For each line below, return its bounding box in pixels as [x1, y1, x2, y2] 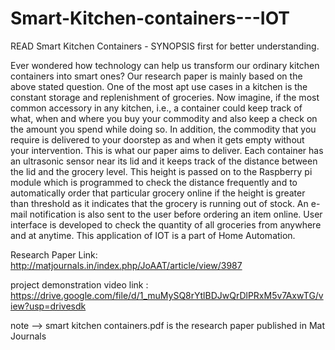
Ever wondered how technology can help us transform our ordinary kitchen [10, 59, 320, 71]
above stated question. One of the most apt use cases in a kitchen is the [10, 80, 308, 92]
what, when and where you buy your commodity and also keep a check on [10, 112, 318, 124]
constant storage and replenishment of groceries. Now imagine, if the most [10, 91, 320, 103]
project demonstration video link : [10, 278, 149, 291]
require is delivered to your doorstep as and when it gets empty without [10, 133, 305, 146]
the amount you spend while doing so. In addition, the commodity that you [10, 123, 317, 135]
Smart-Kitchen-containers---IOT [10, 7, 291, 30]
